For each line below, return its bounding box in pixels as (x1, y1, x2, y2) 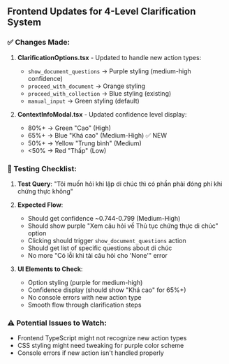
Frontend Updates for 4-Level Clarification (7, 6, 196, 17)
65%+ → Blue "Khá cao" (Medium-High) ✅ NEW (27, 131, 168, 139)
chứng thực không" (17, 187, 73, 195)
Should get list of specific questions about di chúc (27, 244, 172, 252)
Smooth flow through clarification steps (27, 300, 142, 309)
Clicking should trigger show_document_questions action (27, 236, 186, 245)
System (7, 17, 42, 29)
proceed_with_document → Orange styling (27, 82, 145, 90)
